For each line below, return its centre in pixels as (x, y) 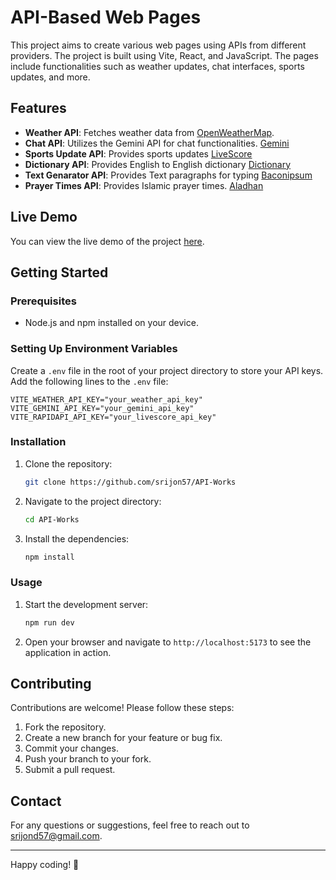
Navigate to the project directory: (93, 501)
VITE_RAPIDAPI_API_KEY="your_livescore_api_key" (113, 417)
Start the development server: (86, 604)
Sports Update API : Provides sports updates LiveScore (138, 153)
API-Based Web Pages (106, 17)
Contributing (51, 684)
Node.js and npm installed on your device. (111, 323)
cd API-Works (52, 519)
